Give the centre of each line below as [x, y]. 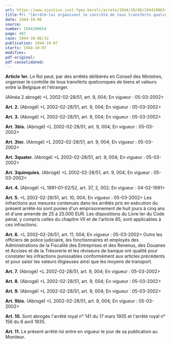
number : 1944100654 [26, 29]
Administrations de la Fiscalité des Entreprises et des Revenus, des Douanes [85, 245]
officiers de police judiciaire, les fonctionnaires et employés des [72, 240]
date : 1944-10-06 [24, 19]
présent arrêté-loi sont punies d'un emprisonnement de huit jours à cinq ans [85, 209]
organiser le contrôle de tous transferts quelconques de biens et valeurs [81, 82]
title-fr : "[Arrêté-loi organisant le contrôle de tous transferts [78, 15]
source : [13, 24]
